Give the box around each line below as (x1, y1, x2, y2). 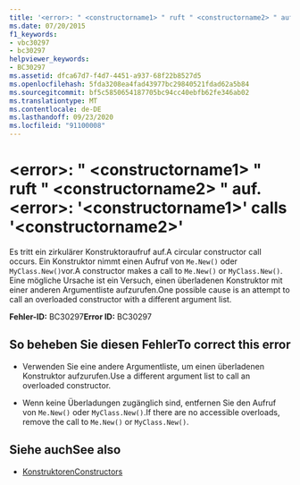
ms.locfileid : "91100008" (9, 122, 105, 131)
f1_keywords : (9, 30, 58, 38)
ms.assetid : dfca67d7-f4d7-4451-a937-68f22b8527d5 (9, 72, 202, 81)
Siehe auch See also (9, 442, 121, 457)
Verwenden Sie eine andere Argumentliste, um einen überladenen (21, 361, 265, 371)
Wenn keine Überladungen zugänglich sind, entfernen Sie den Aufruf (21, 397, 277, 408)
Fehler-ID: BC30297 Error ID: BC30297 (9, 311, 152, 322)
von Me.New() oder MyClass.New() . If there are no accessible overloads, (21, 406, 280, 417)
